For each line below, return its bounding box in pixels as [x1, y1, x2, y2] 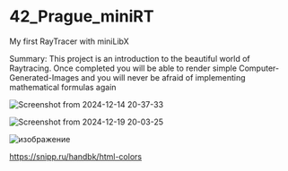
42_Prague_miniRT [9, 6, 154, 27]
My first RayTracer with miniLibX [9, 36, 130, 47]
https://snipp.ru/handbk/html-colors [9, 150, 142, 162]
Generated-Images [9, 72, 79, 82]
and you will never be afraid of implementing [80, 72, 246, 82]
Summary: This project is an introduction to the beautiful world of [9, 53, 251, 64]
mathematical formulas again [9, 81, 117, 92]
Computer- [239, 63, 280, 73]
